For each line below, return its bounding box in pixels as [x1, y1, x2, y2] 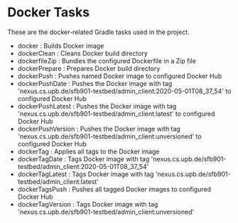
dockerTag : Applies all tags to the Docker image [17, 147, 160, 156]
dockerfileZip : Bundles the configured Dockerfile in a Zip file [17, 56, 197, 65]
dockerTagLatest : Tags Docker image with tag [17, 170, 154, 178]
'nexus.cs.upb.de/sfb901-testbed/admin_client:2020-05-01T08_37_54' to [17, 87, 232, 95]
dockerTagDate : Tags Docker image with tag [17, 154, 150, 163]
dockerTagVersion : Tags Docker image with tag [17, 200, 158, 208]
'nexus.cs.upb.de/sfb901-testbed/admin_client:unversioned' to [17, 132, 202, 141]
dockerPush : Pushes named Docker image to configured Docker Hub [17, 72, 222, 80]
